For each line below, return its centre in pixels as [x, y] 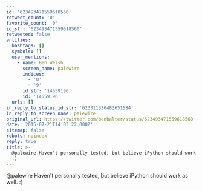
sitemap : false [25, 130]
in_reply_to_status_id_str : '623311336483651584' [70, 108]
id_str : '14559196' [47, 91]
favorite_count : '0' [32, 23]
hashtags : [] [28, 46]
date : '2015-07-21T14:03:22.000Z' [50, 125]
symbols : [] [27, 52]
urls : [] [23, 102]
